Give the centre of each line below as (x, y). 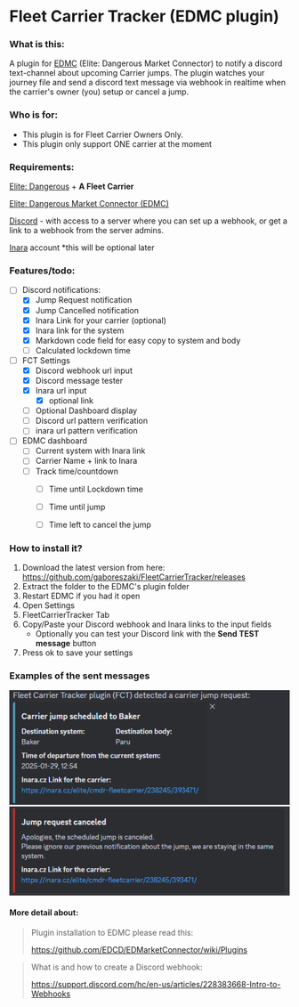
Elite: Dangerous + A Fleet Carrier (72, 187)
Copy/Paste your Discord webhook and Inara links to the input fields (147, 624)
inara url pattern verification (86, 431)
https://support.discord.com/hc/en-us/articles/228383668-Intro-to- (156, 984)
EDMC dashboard (54, 441)
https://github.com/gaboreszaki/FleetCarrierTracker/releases (134, 577)
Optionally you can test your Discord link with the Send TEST (147, 634)
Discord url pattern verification (92, 421)
